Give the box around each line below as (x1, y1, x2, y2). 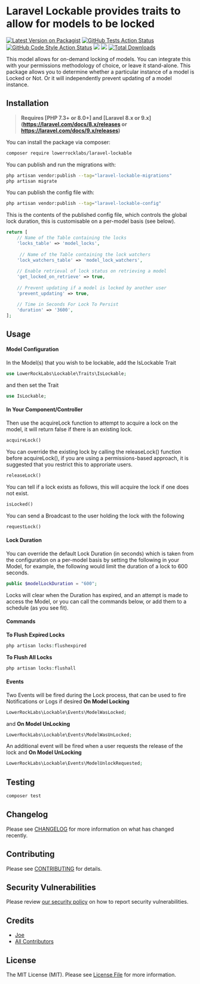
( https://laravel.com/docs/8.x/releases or (20, 120, 127, 128)
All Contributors (14, 938, 54, 945)
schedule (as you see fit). (6, 604, 69, 611)
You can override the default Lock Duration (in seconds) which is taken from (6, 550, 194, 557)
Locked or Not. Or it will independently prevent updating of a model (6, 74, 172, 81)
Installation (6, 98, 49, 108)
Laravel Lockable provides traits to (6, 4, 181, 18)
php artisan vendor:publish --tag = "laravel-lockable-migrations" (6, 172, 172, 178)
